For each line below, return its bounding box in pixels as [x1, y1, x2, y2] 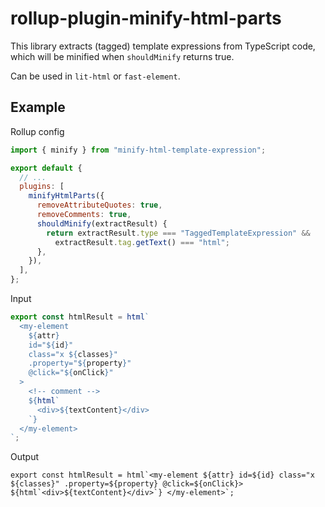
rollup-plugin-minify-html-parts [10, 7, 282, 30]
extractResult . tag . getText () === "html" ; [54, 237, 230, 247]
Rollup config [10, 125, 65, 137]
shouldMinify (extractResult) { [36, 218, 168, 229]
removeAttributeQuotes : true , [36, 200, 163, 211]
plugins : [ [19, 182, 65, 192]
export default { [10, 163, 83, 173]
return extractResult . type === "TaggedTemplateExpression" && [46, 228, 311, 238]
